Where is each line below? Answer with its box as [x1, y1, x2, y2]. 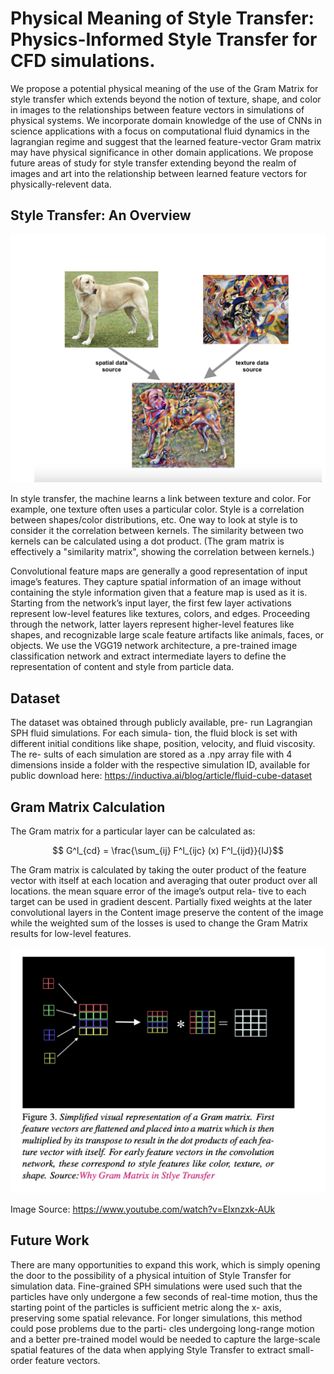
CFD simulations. [10, 50, 156, 72]
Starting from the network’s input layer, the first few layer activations [10, 597, 292, 609]
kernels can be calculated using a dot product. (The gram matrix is [10, 535, 285, 547]
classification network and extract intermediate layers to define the [10, 650, 287, 662]
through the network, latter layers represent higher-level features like [10, 618, 295, 631]
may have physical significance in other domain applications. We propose [10, 146, 314, 158]
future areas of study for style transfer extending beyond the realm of [10, 157, 297, 169]
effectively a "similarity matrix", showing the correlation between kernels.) [10, 546, 315, 558]
